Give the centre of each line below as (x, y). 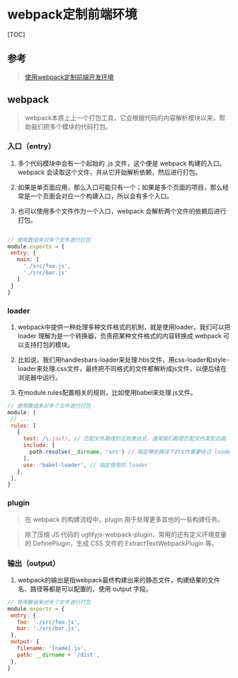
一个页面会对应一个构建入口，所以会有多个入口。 (102, 196)
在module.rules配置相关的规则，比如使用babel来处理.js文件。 (107, 392)
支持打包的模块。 (49, 345)
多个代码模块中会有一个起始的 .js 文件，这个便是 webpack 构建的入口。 (121, 163)
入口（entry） (32, 146)
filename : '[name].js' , (52, 648)
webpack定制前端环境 (72, 15)
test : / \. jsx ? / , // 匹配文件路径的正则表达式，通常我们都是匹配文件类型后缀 (124, 439)
